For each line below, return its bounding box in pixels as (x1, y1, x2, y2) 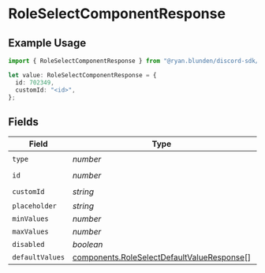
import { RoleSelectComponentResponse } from (8, 57, 160, 65)
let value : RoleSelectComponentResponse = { (8, 71, 157, 79)
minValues (12, 215, 49, 223)
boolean (72, 239, 103, 250)
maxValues (12, 227, 49, 237)
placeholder (12, 202, 58, 211)
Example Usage (8, 36, 87, 50)
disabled (12, 240, 45, 249)
